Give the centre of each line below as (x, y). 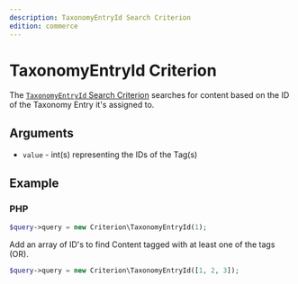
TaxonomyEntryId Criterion (113, 71)
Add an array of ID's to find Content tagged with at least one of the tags (142, 244)
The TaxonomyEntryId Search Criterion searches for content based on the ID (149, 95)
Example (34, 183)
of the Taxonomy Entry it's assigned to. (82, 105)
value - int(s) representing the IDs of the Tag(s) (110, 155)
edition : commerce (44, 26)
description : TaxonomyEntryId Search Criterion (100, 18)
